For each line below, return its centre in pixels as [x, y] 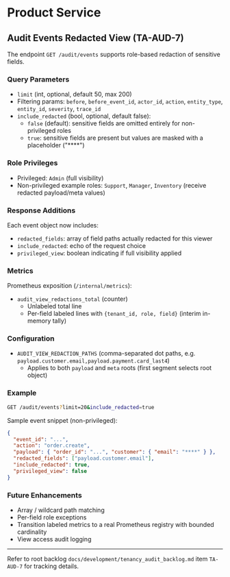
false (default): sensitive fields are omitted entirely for [103, 123]
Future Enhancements [44, 495]
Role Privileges [33, 163]
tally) [60, 321]
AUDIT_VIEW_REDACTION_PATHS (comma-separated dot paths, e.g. [106, 354]
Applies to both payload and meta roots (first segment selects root [119, 368]
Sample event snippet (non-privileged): [62, 420]
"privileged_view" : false [50, 471]
